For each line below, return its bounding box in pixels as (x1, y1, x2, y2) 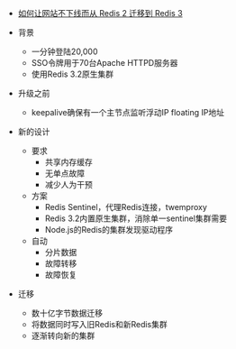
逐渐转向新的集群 (31, 330, 95, 341)
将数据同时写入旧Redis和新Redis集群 (31, 319, 168, 329)
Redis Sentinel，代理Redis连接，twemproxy (44, 202, 207, 212)
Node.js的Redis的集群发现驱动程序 (44, 225, 174, 234)
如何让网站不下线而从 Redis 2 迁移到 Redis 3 (17, 8, 183, 18)
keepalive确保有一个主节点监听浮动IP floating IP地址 (31, 107, 225, 117)
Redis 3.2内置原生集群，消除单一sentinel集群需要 (44, 213, 228, 224)
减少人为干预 (44, 179, 93, 189)
